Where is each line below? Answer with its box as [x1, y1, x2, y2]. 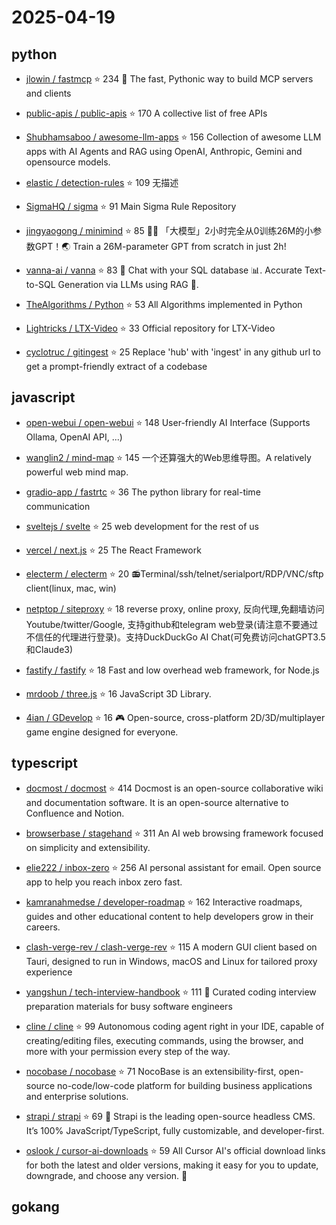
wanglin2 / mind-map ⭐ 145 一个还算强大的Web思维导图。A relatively [25, 451, 312, 463]
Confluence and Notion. [25, 807, 125, 819]
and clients [25, 87, 72, 99]
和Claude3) [25, 643, 74, 655]
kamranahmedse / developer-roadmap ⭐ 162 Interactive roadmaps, [25, 896, 303, 908]
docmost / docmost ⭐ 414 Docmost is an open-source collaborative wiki [25, 782, 324, 794]
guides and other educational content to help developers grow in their [25, 910, 314, 922]
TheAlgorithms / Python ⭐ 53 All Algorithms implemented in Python [25, 299, 303, 310]
